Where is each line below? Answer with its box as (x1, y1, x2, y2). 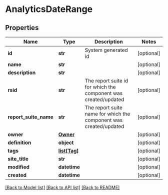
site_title (7, 155, 29, 162)
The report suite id (84, 77, 128, 84)
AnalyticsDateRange (5, 3, 93, 15)
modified (7, 163, 30, 170)
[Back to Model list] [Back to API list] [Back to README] (5, 184, 120, 190)
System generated (84, 46, 128, 53)
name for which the (84, 110, 130, 117)
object (58, 139, 74, 146)
